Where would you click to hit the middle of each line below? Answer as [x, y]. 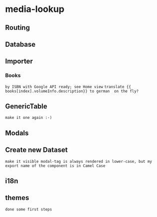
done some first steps [29, 209]
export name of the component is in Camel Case [55, 166]
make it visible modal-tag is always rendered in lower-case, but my [79, 161]
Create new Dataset [37, 150]
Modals [17, 133]
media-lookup [35, 9]
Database [20, 44]
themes [17, 198]
